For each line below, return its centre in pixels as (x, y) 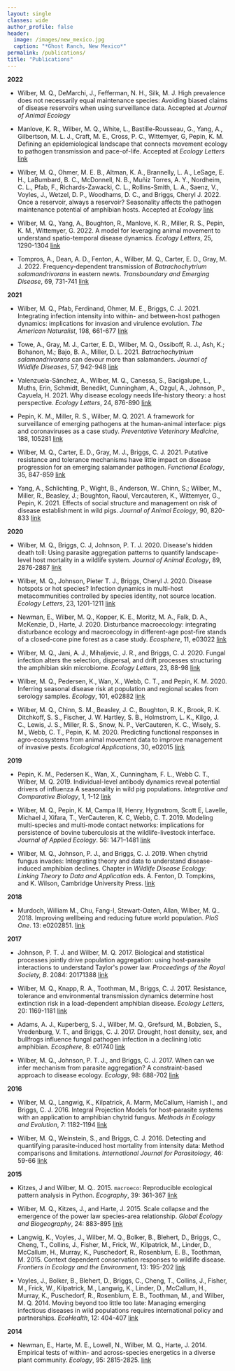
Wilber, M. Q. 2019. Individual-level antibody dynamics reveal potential (119, 782)
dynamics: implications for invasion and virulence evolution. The (110, 323)
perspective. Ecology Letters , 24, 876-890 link (84, 402)
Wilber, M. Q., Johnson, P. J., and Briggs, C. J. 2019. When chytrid (112, 853)
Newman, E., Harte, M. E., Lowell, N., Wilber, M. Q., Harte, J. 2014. (112, 1345)
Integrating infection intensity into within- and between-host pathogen (119, 315)
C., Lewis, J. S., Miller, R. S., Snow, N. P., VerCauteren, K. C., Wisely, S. (119, 724)
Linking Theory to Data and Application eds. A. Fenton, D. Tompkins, (116, 875)
